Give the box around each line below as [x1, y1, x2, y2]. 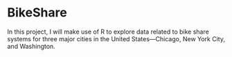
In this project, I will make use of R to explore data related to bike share [7, 27, 209, 36]
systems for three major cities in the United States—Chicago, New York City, [7, 34, 225, 43]
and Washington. [7, 42, 55, 50]
